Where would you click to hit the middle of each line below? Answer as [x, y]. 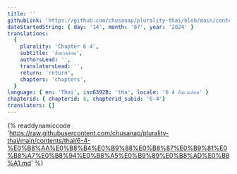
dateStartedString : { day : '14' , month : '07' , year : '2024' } [101, 27]
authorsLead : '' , [45, 60]
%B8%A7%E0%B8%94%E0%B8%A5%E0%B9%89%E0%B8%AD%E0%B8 [119, 155]
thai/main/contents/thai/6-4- [49, 140]
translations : [28, 33]
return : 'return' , [47, 73]
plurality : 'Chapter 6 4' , [60, 46]
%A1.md [19, 163]
